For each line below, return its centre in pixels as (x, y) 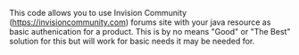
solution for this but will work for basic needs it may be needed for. (132, 41)
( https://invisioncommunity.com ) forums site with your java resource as (140, 22)
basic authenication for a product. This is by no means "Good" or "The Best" (150, 31)
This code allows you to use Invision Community (98, 13)
